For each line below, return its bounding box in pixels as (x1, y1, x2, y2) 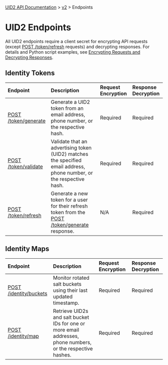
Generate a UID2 (50, 98, 90, 105)
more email (52, 326, 79, 333)
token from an (50, 105, 84, 112)
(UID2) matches (50, 150, 88, 157)
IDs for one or (52, 320, 85, 327)
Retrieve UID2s (52, 307, 88, 314)
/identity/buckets (7, 290, 47, 297)
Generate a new (50, 190, 88, 197)
